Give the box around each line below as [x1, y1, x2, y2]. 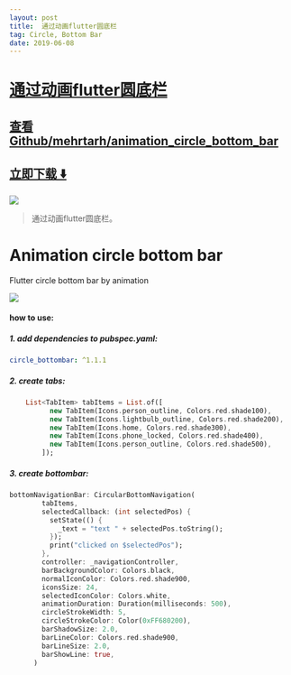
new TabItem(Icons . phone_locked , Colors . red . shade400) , [49, 431, 264, 440]
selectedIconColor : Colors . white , [41, 591, 171, 600]
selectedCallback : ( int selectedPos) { [41, 507, 192, 516]
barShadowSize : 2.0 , [41, 624, 119, 634]
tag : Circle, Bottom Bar [9, 30, 103, 39]
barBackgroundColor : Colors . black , [41, 566, 176, 575]
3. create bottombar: [9, 467, 89, 478]
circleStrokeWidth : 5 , [41, 608, 127, 617]
